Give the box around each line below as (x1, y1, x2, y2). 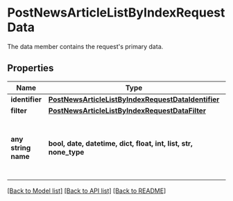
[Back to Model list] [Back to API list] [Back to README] (7, 186, 166, 195)
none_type (48, 147, 85, 157)
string (10, 143, 31, 153)
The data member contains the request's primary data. (7, 42, 164, 50)
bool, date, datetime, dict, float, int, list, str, (48, 138, 193, 148)
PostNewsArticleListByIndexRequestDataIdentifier (48, 95, 220, 104)
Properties (7, 62, 54, 74)
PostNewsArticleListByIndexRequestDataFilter (48, 106, 207, 115)
